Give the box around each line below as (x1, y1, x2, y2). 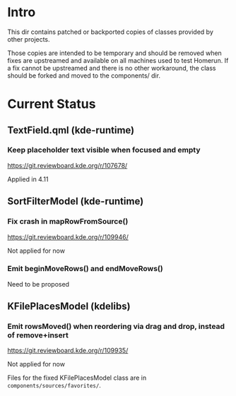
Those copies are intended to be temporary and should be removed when (7, 49, 223, 57)
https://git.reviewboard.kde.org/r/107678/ (7, 161, 128, 169)
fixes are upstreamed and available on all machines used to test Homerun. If (7, 56, 229, 64)
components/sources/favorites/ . (7, 381, 101, 390)
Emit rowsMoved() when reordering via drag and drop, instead (7, 322, 225, 332)
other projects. (7, 35, 51, 43)
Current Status (7, 96, 96, 112)
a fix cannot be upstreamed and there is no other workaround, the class (7, 64, 216, 72)
